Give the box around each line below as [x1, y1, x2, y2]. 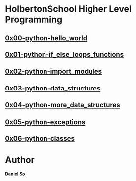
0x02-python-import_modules [5, 67, 102, 76]
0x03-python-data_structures [5, 84, 101, 92]
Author [5, 154, 35, 166]
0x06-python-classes [5, 135, 75, 143]
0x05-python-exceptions [5, 118, 86, 126]
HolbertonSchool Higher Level [5, 3, 132, 15]
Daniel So [5, 171, 25, 177]
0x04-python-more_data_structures [5, 101, 120, 109]
